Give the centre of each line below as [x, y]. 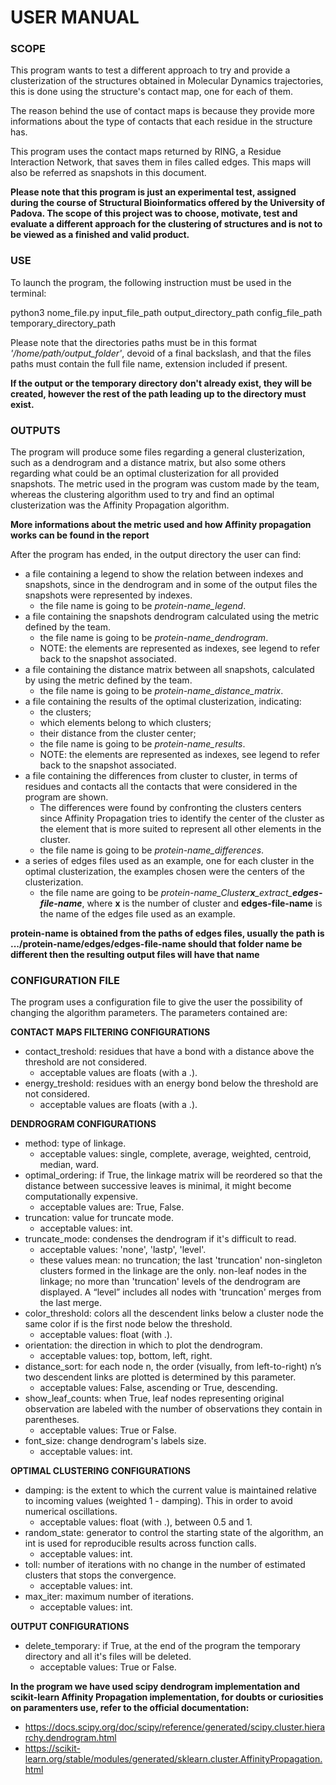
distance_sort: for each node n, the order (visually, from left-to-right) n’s [173, 1367]
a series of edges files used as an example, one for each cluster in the [169, 861]
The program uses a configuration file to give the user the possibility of [156, 1002]
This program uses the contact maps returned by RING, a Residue [146, 152]
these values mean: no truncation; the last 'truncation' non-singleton [181, 1260]
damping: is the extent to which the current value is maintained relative [170, 1490]
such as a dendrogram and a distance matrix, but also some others [148, 463]
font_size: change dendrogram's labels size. [115, 1441]
